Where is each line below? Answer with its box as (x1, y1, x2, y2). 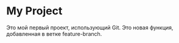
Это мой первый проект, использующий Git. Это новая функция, (6, 24, 174, 31)
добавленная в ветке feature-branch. (6, 30, 102, 37)
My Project (6, 4, 63, 18)
